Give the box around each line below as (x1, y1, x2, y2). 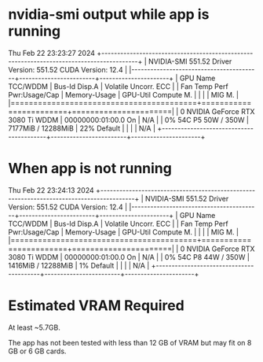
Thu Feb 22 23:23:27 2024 (8, 48, 96, 57)
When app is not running (8, 160, 173, 178)
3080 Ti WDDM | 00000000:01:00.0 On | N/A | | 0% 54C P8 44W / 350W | (8, 252, 250, 261)
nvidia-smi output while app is (8, 6, 210, 24)
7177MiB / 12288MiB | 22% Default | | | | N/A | (8, 124, 155, 133)
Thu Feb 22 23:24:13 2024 (8, 185, 94, 194)
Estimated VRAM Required (8, 297, 184, 315)
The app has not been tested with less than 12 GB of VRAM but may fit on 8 (8, 338, 252, 347)
